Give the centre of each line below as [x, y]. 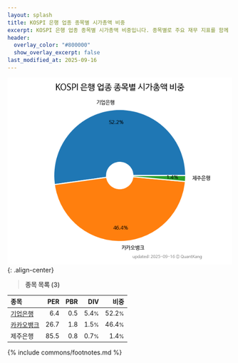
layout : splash [30, 15]
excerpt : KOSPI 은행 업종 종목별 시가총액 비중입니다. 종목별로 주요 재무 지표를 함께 [118, 30]
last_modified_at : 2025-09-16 [52, 61]
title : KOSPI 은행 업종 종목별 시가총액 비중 [66, 22]
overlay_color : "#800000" [52, 45]
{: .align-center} [31, 270]
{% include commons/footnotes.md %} [65, 352]
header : [19, 38]
